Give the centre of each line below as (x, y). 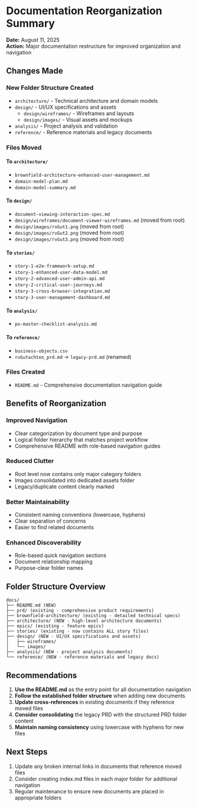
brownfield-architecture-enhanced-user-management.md (82, 175)
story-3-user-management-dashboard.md (62, 298)
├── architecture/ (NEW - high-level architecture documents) (84, 621)
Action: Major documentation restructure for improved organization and (93, 46)
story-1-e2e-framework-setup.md (54, 266)
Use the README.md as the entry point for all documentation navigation (103, 689)
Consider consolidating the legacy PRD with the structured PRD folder (101, 715)
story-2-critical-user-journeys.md (58, 285)
